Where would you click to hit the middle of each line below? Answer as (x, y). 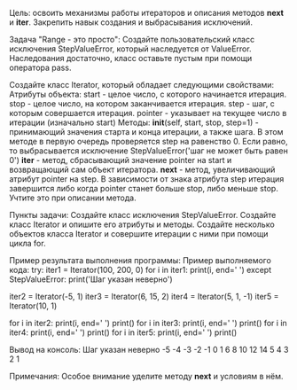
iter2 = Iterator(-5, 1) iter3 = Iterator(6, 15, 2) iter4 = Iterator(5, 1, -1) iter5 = (144, 296)
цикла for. (27, 243)
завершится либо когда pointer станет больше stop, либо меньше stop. (144, 188)
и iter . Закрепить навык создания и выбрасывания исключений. (131, 22)
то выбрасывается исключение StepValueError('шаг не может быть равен (148, 151)
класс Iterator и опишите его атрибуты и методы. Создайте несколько (142, 224)
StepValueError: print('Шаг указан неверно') (91, 279)
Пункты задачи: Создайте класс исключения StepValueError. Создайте (143, 215)
